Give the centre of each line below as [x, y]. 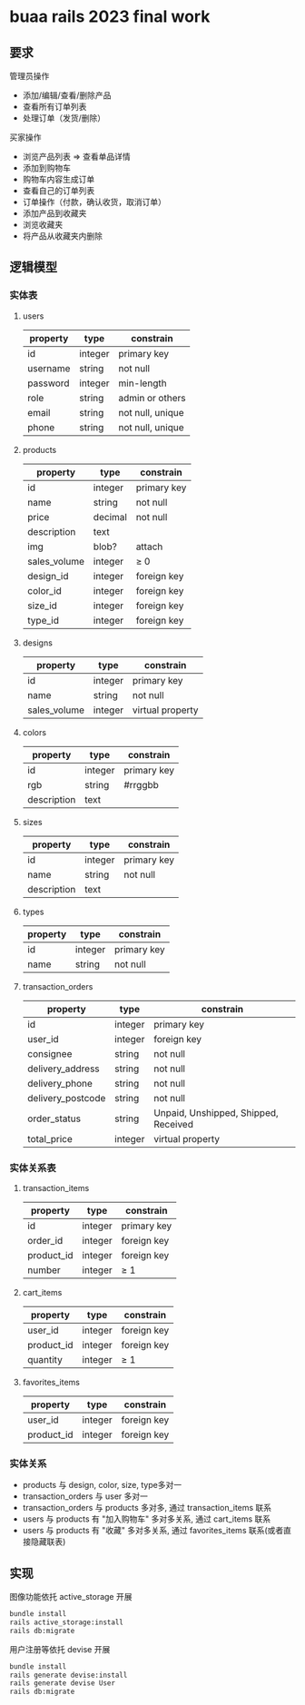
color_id [44, 590]
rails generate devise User [63, 1683]
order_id [45, 1240]
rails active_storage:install [67, 1622]
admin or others [152, 398]
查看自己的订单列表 [59, 191]
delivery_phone [60, 1083]
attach [149, 547]
